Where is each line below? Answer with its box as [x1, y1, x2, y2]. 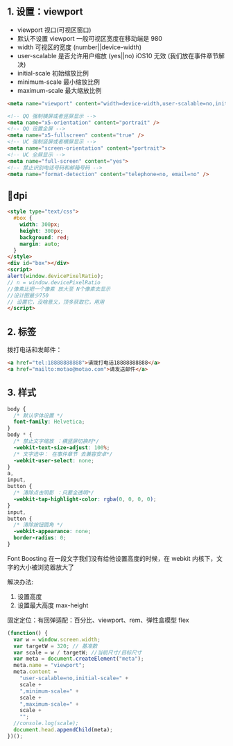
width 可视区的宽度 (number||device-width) [17, 43, 142, 51]
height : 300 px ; [19, 227, 64, 234]
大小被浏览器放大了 [19, 563, 74, 571]
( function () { [7, 630, 49, 636]
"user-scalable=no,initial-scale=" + [19, 675, 129, 682]
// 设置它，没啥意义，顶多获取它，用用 [7, 298, 105, 306]
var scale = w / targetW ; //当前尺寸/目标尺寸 [13, 649, 142, 656]
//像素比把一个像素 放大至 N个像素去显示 [7, 286, 111, 293]
